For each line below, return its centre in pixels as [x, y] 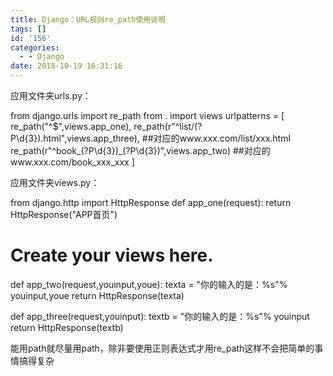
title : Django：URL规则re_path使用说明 [88, 19]
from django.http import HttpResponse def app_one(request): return [151, 202]
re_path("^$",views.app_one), [71, 126]
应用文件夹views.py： [55, 182]
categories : [35, 47]
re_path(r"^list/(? [168, 126]
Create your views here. [112, 255]
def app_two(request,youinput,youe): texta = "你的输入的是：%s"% [149, 284]
